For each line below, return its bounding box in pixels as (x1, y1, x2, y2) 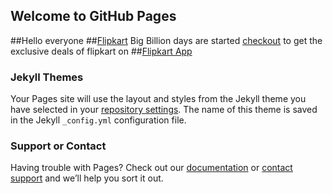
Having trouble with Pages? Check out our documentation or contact (10, 162, 293, 174)
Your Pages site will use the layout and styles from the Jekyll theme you (10, 93, 307, 105)
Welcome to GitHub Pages (10, 8, 177, 25)
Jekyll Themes (10, 70, 84, 84)
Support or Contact (10, 139, 107, 153)
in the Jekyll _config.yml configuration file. (10, 114, 187, 126)
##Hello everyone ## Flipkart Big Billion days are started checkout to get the (10, 34, 323, 46)
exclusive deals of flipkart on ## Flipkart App (10, 45, 193, 57)
